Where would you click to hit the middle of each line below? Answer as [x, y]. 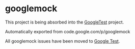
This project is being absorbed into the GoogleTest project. [65, 22]
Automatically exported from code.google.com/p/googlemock [68, 31]
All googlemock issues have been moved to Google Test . [63, 41]
